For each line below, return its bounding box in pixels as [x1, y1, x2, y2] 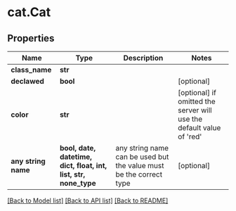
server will [178, 105, 212, 115]
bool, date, [59, 143, 96, 153]
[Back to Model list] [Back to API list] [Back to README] [7, 196, 169, 205]
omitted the [178, 96, 216, 106]
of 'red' [178, 132, 202, 141]
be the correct [115, 170, 163, 179]
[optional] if [178, 88, 216, 97]
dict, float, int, [59, 161, 107, 170]
